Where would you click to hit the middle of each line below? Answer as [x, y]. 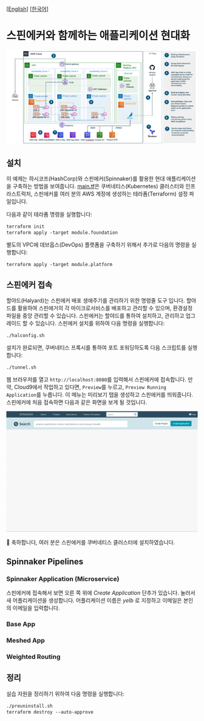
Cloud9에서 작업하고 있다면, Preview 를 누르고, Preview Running [90, 387]
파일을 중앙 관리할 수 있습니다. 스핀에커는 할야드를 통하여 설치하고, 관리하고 [95, 316]
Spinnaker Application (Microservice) [63, 579]
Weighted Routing [33, 657]
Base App [21, 624]
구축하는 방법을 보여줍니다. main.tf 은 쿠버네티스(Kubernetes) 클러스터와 [98, 186]
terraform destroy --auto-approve [50, 712]
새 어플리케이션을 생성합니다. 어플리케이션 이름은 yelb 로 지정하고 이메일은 [94, 601]
